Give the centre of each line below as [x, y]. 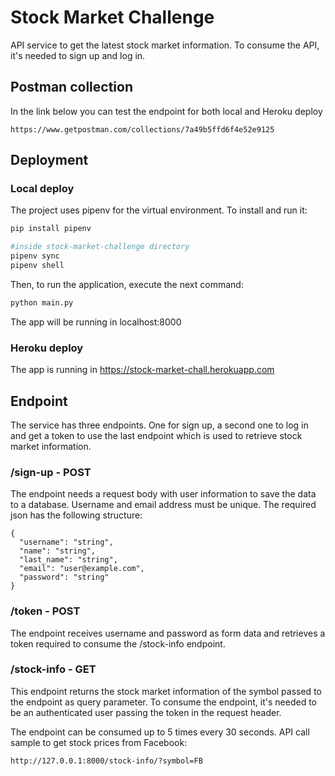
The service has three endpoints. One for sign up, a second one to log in [159, 425]
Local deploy [42, 189]
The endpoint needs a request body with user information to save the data [163, 494]
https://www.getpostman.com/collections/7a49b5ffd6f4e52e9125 [142, 129]
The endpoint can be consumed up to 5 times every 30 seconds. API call [160, 732]
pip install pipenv [51, 229]
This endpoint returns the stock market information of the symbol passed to [166, 691]
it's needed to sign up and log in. [78, 55]
